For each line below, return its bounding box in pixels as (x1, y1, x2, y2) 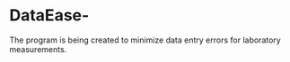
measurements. (9, 43, 67, 54)
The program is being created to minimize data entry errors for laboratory (9, 35, 281, 45)
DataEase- (9, 5, 90, 26)
